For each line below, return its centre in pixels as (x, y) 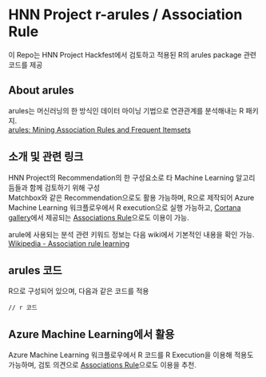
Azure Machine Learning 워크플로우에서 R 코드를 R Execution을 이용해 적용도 (131, 355)
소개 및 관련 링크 (46, 157)
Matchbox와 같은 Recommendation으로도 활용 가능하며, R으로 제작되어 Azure (131, 197)
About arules (41, 91)
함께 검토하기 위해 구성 (65, 187)
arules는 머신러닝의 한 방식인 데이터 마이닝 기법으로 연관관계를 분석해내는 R (126, 110)
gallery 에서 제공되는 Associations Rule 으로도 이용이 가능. (99, 217)
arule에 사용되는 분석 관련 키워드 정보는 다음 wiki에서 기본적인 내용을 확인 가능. (131, 234)
